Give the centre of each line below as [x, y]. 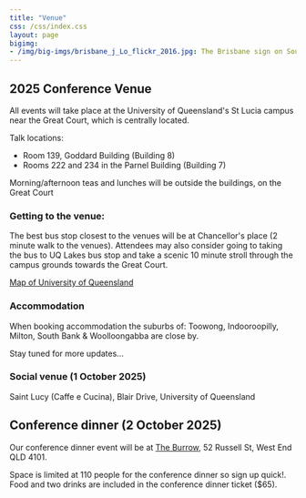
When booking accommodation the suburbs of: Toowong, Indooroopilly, [144, 326]
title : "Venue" [38, 18]
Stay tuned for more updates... [67, 353]
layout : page [34, 35]
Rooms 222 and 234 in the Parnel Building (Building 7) [124, 165]
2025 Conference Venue [81, 89]
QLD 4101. [28, 457]
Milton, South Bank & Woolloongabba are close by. [104, 335]
